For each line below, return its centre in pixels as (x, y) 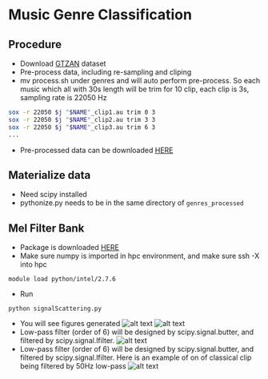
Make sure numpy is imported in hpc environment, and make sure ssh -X (140, 256)
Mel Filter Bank (46, 228)
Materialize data (50, 175)
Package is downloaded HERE (70, 248)
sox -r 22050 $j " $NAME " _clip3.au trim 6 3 (82, 127)
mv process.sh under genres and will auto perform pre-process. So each (140, 81)
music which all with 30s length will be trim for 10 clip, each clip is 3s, (134, 89)
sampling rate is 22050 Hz (63, 97)
